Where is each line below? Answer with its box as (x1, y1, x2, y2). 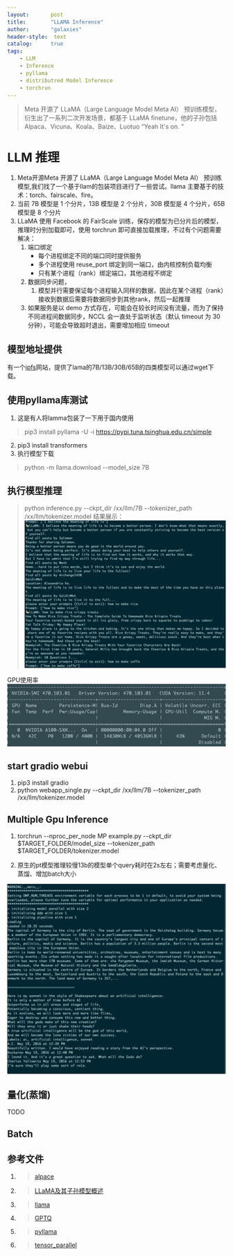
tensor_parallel (34, 1241, 78, 1249)
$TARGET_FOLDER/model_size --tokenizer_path (17, 839, 155, 847)
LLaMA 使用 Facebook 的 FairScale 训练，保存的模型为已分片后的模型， (17, 217, 223, 226)
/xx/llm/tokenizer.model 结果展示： (24, 512, 124, 520)
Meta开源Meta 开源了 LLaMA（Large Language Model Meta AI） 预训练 (17, 173, 222, 182)
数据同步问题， (27, 278, 71, 286)
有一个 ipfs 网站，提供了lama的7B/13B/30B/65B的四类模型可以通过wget (7, 363, 208, 371)
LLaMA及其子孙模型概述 (34, 1187, 104, 1195)
